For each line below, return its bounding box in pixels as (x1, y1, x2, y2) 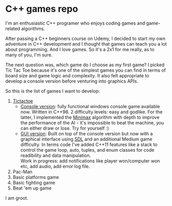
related (5, 25, 21, 31)
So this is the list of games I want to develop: (5, 88, 100, 94)
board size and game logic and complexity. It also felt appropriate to (5, 72, 149, 78)
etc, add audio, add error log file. (20, 163, 90, 169)
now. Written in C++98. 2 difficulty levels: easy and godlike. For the (20, 109, 163, 115)
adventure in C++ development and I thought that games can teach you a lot (5, 40, 167, 47)
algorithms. (21, 25, 45, 31)
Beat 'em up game (12, 185, 52, 191)
